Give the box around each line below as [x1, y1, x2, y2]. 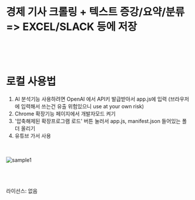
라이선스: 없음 [6, 187, 38, 194]
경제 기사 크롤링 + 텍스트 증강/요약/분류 [6, 5, 185, 19]
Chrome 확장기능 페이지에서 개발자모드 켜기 [14, 110, 116, 117]
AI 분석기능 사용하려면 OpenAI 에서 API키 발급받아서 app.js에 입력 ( [14, 95, 170, 102]
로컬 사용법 [6, 75, 56, 88]
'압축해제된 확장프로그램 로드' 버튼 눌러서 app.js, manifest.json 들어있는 [14, 117, 181, 124]
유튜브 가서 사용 [14, 132, 51, 139]
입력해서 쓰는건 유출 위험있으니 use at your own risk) [21, 102, 144, 109]
